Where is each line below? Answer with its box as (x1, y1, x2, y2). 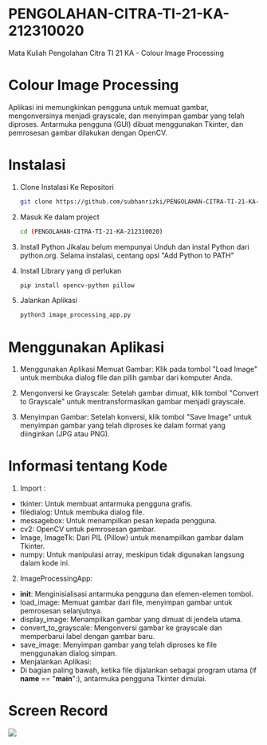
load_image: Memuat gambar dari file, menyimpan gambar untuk (19, 597, 233, 607)
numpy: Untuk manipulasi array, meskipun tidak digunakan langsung (19, 550, 245, 559)
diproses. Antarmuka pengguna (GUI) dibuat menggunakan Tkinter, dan (8, 119, 244, 128)
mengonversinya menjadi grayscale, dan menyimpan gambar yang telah (8, 111, 245, 120)
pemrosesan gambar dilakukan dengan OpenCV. (8, 128, 167, 137)
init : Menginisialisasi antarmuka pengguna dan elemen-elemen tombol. (19, 589, 253, 599)
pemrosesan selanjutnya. (19, 606, 103, 616)
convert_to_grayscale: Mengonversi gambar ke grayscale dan (19, 623, 222, 633)
